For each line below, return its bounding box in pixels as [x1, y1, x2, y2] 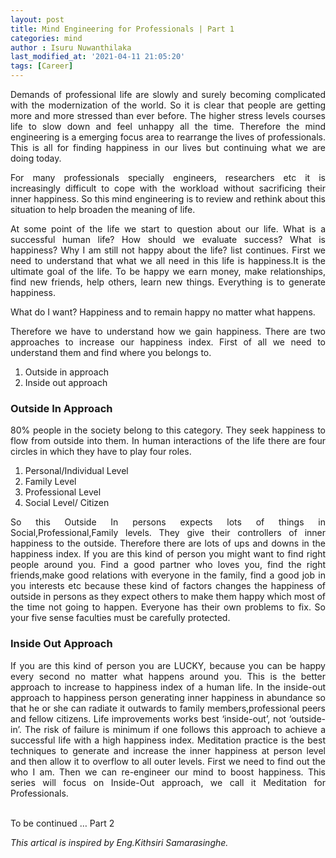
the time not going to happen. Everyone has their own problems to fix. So [10, 601, 326, 613]
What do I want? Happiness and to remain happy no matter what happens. [10, 306, 316, 318]
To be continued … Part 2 [10, 817, 115, 829]
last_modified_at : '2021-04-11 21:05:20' [10, 52, 186, 62]
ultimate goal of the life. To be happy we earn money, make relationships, [10, 266, 326, 277]
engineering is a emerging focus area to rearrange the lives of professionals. [10, 131, 326, 143]
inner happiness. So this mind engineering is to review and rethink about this [10, 193, 326, 205]
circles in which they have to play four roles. [10, 446, 192, 458]
